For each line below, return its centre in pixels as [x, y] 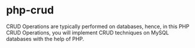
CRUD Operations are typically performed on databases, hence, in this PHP [98, 26]
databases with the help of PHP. [45, 39]
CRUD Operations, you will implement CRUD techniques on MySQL [88, 32]
